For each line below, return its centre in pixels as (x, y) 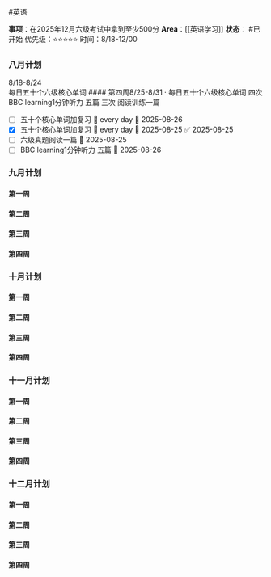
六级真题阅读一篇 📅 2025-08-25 (73, 140)
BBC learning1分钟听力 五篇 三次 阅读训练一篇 (84, 103)
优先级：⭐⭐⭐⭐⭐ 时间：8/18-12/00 (80, 39)
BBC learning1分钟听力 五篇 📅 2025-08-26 (91, 150)
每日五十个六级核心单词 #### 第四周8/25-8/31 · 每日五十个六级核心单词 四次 (135, 92)
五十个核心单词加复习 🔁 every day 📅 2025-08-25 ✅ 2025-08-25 (127, 130)
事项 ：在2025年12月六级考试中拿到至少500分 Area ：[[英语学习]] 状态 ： (128, 29)
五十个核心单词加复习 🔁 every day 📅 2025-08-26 (102, 120)
